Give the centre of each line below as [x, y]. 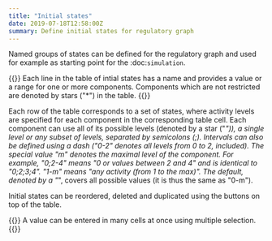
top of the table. [35, 204]
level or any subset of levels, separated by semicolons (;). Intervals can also [136, 137]
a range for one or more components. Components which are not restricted [134, 87]
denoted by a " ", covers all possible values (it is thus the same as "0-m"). [131, 180]
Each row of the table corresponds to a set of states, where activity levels [132, 111]
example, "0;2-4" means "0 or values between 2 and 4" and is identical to [133, 163]
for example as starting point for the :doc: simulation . [97, 62]
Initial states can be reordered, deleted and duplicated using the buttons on [134, 196]
